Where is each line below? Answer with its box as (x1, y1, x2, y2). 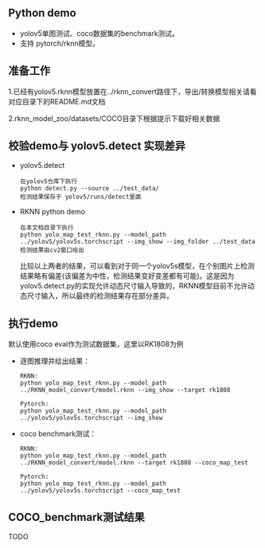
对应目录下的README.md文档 (8, 96, 106, 106)
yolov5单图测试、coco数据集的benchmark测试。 (19, 28, 179, 38)
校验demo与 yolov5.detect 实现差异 (8, 139, 186, 153)
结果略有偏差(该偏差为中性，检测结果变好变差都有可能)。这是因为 (19, 271, 235, 281)
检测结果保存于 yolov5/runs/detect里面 (19, 193, 142, 202)
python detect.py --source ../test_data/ (19, 185, 159, 193)
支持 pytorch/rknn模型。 (19, 38, 100, 48)
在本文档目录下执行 (19, 224, 74, 232)
